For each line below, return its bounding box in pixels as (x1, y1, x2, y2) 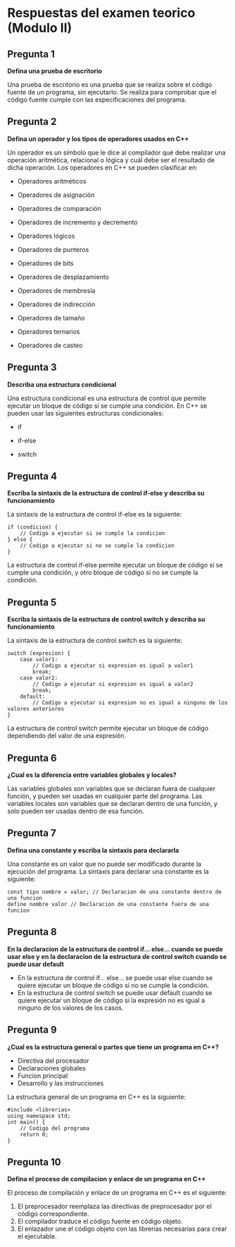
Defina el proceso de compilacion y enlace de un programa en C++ (7, 1175, 206, 1183)
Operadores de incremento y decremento (17, 217, 139, 227)
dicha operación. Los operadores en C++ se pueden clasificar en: (7, 163, 198, 171)
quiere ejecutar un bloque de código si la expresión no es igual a (17, 996, 205, 1004)
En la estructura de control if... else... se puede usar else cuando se (17, 973, 213, 982)
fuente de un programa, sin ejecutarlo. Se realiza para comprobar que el (7, 88, 217, 96)
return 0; (20, 1131, 49, 1138)
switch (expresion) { (7, 650, 71, 657)
